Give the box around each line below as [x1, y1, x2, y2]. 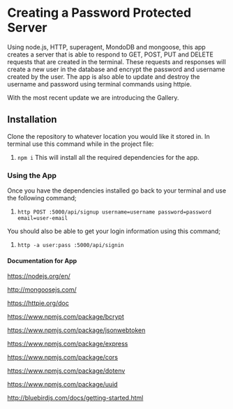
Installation [7, 114, 57, 126]
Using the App [7, 170, 57, 180]
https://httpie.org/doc [7, 299, 70, 308]
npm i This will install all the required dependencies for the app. [17, 153, 200, 161]
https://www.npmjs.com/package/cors [7, 353, 119, 362]
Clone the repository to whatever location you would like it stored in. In [7, 132, 211, 140]
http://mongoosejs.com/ [7, 285, 77, 294]
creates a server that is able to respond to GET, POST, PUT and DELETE [7, 50, 214, 59]
